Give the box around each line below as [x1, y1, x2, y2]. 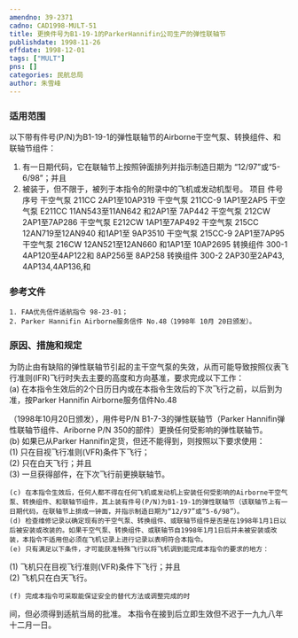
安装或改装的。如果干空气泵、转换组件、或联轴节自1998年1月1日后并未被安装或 [21, 525, 271, 534]
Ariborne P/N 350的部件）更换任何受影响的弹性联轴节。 [63, 424, 268, 435]
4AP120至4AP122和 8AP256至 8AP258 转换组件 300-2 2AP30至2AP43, [21, 250, 286, 261]
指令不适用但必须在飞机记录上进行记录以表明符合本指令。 [28, 535, 208, 544]
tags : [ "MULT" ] [9, 54, 66, 63]
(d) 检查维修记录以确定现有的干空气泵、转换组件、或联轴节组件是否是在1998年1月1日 [9, 516, 280, 525]
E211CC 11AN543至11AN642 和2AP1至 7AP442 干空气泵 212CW [39, 206, 271, 216]
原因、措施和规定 [9, 339, 82, 352]
